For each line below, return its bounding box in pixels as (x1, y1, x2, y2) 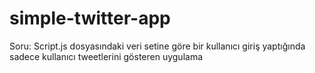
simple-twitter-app (9, 7, 171, 30)
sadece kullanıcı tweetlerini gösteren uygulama (9, 50, 204, 62)
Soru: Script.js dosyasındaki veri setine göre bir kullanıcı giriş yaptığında (9, 40, 306, 52)
